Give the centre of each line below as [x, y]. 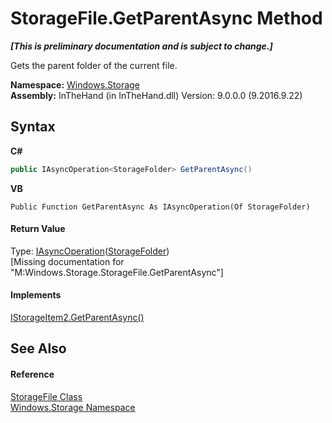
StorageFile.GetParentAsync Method [166, 18]
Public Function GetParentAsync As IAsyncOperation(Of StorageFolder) [160, 207]
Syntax [33, 127]
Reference [32, 374]
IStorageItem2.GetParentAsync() [77, 318]
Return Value [38, 229]
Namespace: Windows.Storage [75, 84]
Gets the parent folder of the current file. [94, 65]
